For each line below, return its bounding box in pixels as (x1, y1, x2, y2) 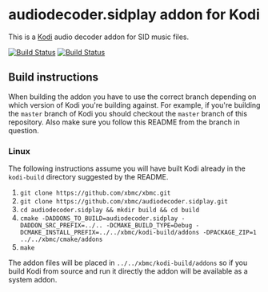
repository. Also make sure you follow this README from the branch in (8, 117, 240, 127)
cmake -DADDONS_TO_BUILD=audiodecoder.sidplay (19, 215, 178, 223)
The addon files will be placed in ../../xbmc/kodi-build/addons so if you (8, 258, 248, 268)
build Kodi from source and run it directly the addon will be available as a (8, 266, 248, 276)
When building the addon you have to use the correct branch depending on (8, 92, 257, 101)
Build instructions (8, 70, 98, 85)
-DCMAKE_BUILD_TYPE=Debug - (106, 222, 200, 230)
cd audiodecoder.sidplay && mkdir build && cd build (19, 206, 200, 215)
